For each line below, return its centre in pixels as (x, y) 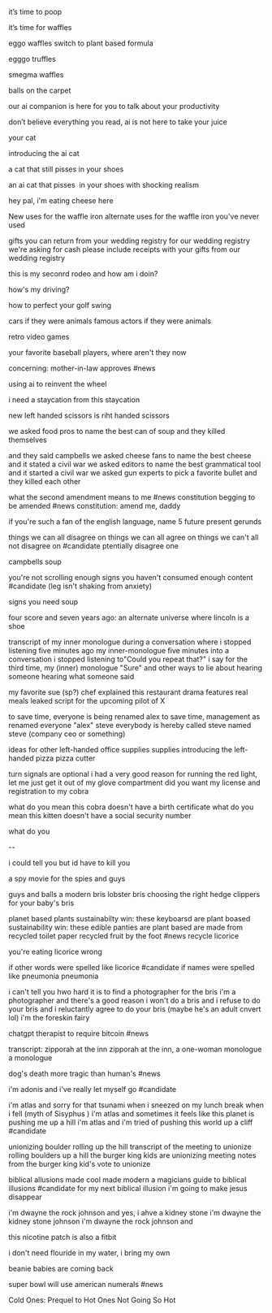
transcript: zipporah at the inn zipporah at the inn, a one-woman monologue (135, 1049)
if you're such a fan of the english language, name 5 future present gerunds (135, 522)
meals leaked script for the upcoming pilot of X (87, 701)
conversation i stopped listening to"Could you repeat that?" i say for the (128, 659)
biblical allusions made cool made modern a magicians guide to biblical (127, 1180)
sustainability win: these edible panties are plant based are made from (126, 927)
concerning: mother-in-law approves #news (82, 368)
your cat (22, 138)
